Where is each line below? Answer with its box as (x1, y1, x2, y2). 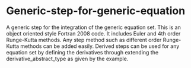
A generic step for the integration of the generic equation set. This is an (6, 24, 181, 31)
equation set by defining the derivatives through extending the (6, 48, 159, 56)
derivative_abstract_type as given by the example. (6, 55, 129, 62)
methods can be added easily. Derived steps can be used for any (20, 43, 180, 50)
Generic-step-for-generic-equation (6, 4, 186, 18)
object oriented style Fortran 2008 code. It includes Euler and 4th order (6, 30, 181, 37)
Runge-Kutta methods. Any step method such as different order (6, 36, 162, 43)
